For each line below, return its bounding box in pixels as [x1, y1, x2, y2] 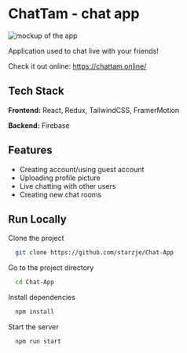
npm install [15, 308, 55, 316]
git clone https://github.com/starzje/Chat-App [15, 249, 174, 257]
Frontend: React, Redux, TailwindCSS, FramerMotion [8, 105, 180, 115]
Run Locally [8, 212, 67, 226]
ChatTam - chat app [8, 5, 140, 23]
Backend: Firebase [8, 120, 70, 130]
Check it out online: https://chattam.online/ [8, 61, 147, 71]
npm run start [15, 337, 61, 345]
